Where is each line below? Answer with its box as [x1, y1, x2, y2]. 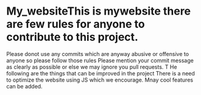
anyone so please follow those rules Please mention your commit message [6, 57, 194, 64]
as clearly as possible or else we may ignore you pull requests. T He [6, 63, 178, 71]
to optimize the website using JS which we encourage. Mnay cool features [6, 76, 194, 83]
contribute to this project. [6, 30, 139, 44]
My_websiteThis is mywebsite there [6, 4, 191, 18]
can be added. [6, 82, 43, 90]
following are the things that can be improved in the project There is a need [6, 69, 195, 77]
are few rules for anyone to [6, 17, 145, 31]
